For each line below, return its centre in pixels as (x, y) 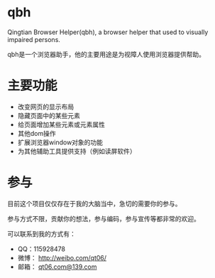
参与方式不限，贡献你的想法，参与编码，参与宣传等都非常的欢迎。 (104, 218)
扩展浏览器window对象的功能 (60, 142)
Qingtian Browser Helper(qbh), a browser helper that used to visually (108, 32)
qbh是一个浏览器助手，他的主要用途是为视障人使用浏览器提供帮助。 (106, 54)
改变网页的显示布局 (46, 107)
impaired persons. (34, 39)
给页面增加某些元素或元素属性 (61, 124)
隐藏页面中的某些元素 (49, 115)
